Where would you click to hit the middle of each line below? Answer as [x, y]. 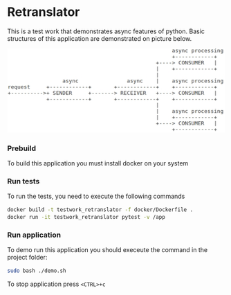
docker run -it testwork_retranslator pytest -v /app [86, 217]
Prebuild [22, 148]
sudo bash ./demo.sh [37, 271]
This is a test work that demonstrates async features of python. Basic [106, 31]
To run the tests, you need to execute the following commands [96, 196]
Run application [34, 235]
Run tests [24, 181]
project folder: [27, 258]
